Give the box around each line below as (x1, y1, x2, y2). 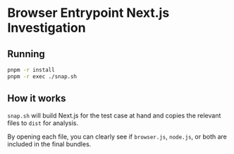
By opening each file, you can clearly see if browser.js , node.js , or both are (7, 132, 228, 141)
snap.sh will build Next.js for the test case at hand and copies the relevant (7, 111, 221, 120)
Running (7, 48, 46, 60)
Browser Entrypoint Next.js (7, 5, 170, 21)
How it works (7, 93, 66, 105)
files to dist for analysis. (7, 118, 79, 127)
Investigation (7, 20, 86, 36)
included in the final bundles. (7, 139, 92, 148)
